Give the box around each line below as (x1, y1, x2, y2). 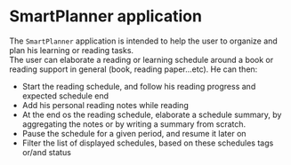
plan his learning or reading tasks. (9, 44, 134, 55)
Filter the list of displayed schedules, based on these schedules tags (21, 137, 274, 148)
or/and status (21, 146, 71, 157)
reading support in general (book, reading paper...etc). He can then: (9, 64, 258, 75)
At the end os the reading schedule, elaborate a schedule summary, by (21, 109, 282, 120)
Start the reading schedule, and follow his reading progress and (21, 81, 256, 91)
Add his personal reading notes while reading (21, 99, 189, 110)
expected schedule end (21, 90, 109, 101)
